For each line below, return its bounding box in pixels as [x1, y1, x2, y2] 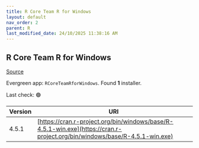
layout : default [6, 14, 46, 20]
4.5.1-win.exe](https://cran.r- [37, 124, 123, 133]
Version [9, 107, 32, 116]
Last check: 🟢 [6, 91, 41, 98]
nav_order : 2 [6, 19, 38, 25]
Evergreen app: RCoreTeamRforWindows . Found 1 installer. [6, 79, 142, 86]
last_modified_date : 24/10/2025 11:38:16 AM [6, 31, 118, 37]
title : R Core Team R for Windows [6, 8, 92, 15]
